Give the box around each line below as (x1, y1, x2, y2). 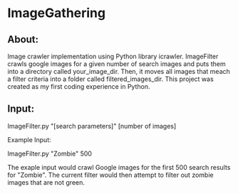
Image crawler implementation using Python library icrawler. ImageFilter (7, 52, 219, 60)
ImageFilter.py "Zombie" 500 (7, 149, 93, 158)
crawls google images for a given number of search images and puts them (7, 60, 226, 68)
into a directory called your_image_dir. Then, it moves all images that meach (7, 68, 230, 75)
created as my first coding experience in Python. (7, 82, 150, 90)
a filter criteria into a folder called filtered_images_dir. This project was (7, 75, 214, 83)
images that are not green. (7, 178, 86, 186)
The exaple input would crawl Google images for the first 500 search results (7, 163, 231, 171)
